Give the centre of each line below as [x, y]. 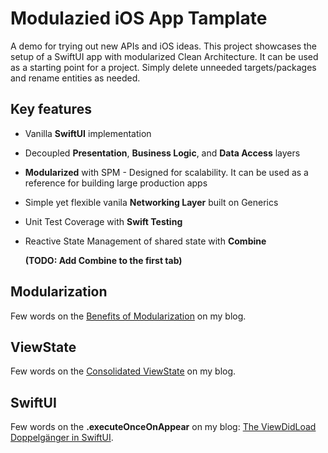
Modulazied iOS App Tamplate [139, 18]
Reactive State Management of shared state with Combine [145, 241]
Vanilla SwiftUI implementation [88, 133]
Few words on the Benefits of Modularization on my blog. [128, 316]
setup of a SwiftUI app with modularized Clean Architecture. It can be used [164, 56]
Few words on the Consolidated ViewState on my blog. [123, 371]
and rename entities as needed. [75, 78]
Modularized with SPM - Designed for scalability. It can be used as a [166, 172]
